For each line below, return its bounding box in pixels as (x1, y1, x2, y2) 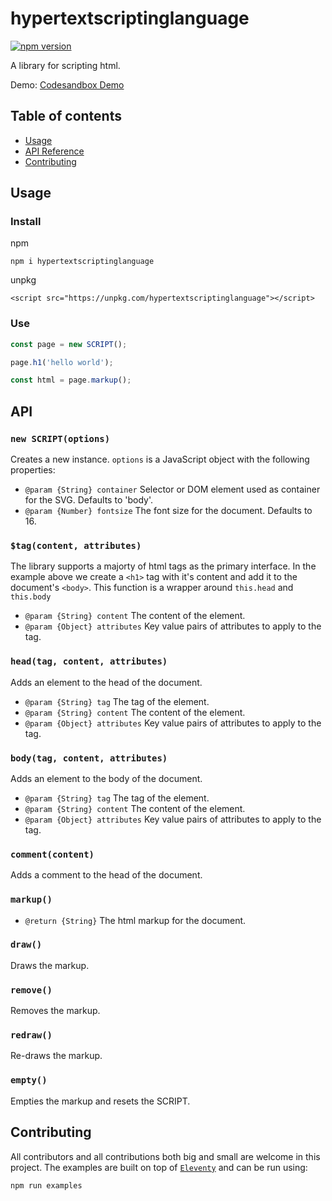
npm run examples (10, 1180, 83, 1191)
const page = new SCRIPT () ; (10, 339, 128, 349)
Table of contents (10, 108, 122, 125)
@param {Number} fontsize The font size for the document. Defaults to (24, 505, 313, 517)
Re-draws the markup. (10, 1050, 103, 1062)
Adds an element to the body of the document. (10, 772, 203, 784)
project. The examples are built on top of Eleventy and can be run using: (10, 1161, 308, 1173)
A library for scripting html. (10, 59, 121, 71)
